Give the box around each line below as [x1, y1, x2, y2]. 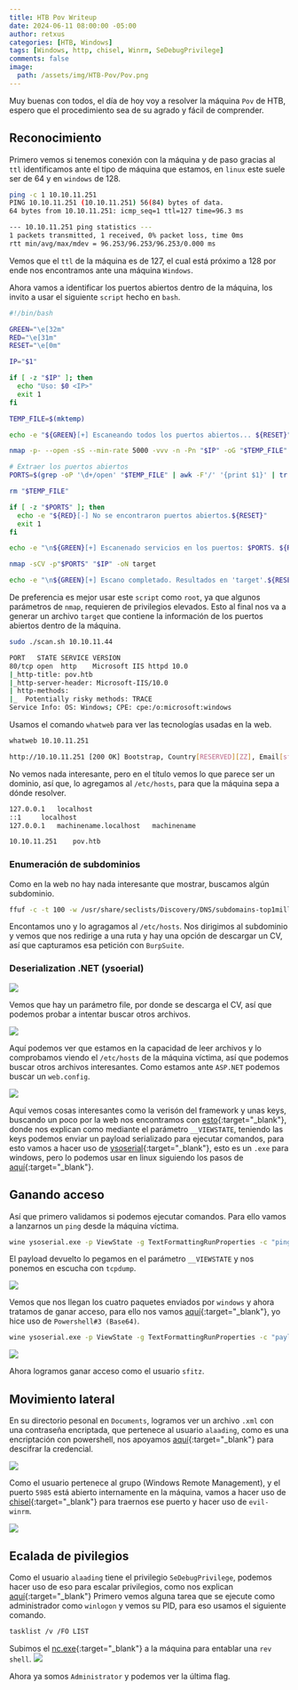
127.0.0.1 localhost [9, 804, 93, 814]
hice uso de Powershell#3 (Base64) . [9, 1316, 140, 1326]
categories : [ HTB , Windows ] [9, 37, 114, 47]
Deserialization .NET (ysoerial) [9, 962, 145, 975]
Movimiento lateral [9, 1391, 115, 1406]
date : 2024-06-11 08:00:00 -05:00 [9, 21, 137, 30]
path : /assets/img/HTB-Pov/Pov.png [17, 71, 149, 80]
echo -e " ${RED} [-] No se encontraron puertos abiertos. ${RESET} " [17, 511, 268, 520]
